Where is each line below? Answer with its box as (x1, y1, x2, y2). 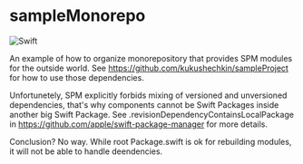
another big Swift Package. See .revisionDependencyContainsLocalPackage (9, 109, 295, 120)
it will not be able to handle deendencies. (9, 146, 163, 157)
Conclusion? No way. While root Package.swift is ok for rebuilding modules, (9, 136, 292, 147)
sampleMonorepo (9, 5, 146, 26)
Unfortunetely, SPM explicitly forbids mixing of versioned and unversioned (9, 90, 288, 101)
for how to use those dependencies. (9, 72, 145, 82)
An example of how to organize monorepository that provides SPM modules (9, 53, 293, 63)
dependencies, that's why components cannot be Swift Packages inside (9, 99, 279, 110)
